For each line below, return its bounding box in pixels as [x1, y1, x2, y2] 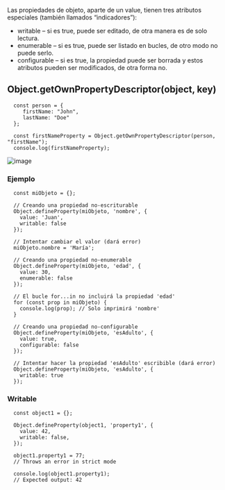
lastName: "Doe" [22, 114, 70, 121]
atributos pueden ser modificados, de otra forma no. [17, 64, 168, 71]
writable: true [19, 372, 64, 379]
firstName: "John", [22, 108, 79, 115]
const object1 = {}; [13, 409, 73, 417]
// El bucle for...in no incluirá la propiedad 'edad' [13, 293, 176, 301]
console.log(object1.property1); [13, 471, 110, 478]
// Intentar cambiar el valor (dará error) [13, 239, 141, 246]
